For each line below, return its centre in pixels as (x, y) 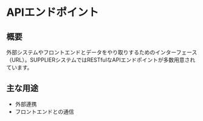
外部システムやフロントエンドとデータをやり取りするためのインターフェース (102, 52)
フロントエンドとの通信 (44, 111)
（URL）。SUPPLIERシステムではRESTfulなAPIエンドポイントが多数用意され (101, 60)
